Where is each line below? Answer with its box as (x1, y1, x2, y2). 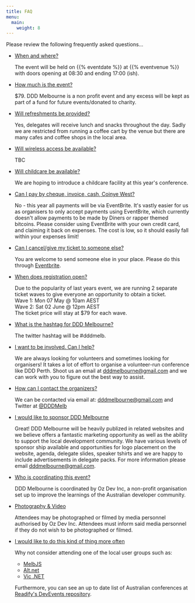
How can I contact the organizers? (14, 385, 97, 392)
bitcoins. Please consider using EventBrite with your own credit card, (14, 221, 180, 228)
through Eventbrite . (14, 262, 61, 269)
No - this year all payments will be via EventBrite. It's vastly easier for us (14, 202, 189, 209)
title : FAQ (6, 8, 33, 15)
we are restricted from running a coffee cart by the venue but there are (14, 128, 186, 135)
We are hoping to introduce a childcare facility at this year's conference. (14, 179, 189, 186)
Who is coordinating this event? (14, 474, 90, 481)
